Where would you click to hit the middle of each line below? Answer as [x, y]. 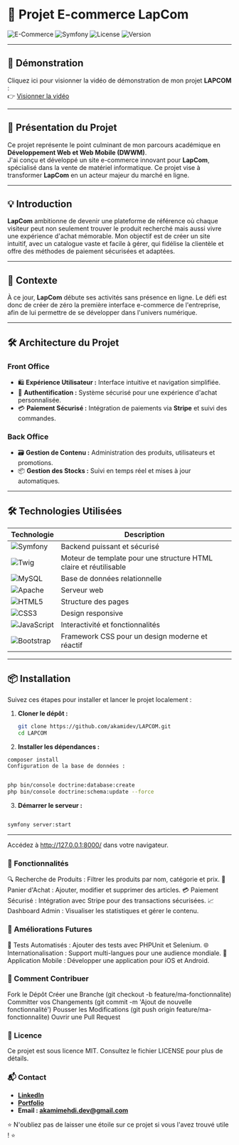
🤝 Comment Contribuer [48, 979]
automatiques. [39, 481]
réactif [72, 645]
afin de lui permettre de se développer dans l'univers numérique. [102, 313]
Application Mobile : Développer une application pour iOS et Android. [108, 960]
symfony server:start [39, 825]
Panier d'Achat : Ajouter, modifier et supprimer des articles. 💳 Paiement [113, 890]
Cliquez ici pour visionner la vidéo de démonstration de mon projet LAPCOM [119, 80]
